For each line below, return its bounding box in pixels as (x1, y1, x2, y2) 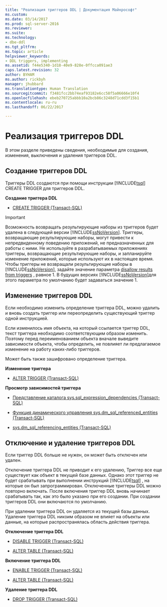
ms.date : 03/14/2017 (5, 16, 48, 21)
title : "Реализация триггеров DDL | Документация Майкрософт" (5, 7, 137, 12)
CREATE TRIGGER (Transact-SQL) (12, 204, 82, 210)
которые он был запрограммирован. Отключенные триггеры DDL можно (5, 483, 161, 489)
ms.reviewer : (5, 26, 32, 31)
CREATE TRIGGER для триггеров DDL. (5, 185, 85, 191)
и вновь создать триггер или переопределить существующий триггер (5, 310, 155, 316)
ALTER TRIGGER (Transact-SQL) (12, 375, 79, 381)
